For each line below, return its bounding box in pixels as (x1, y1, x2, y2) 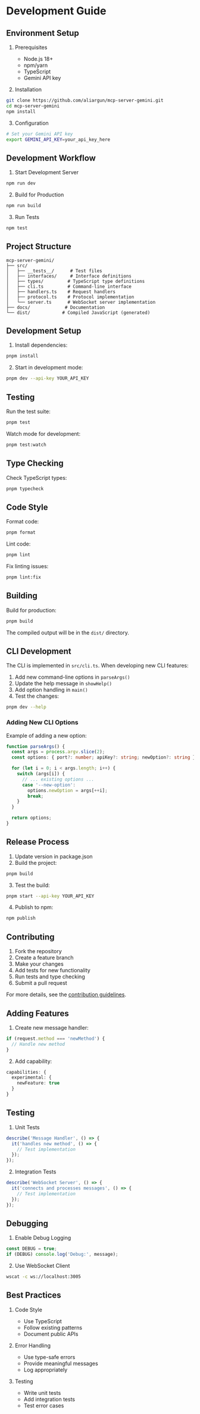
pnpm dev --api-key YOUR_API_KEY (6, 375, 89, 381)
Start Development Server (14, 169, 79, 176)
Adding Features (6, 1008, 70, 1018)
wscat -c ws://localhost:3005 (6, 1274, 82, 1280)
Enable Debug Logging (14, 1234, 71, 1242)
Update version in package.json (14, 852, 93, 860)
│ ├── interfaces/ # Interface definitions (6, 273, 132, 279)
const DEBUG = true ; (6, 1246, 58, 1252)
